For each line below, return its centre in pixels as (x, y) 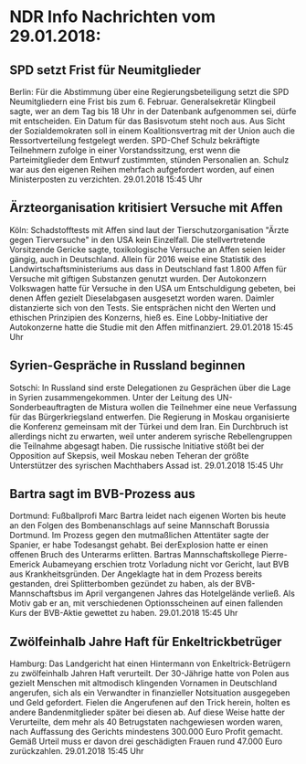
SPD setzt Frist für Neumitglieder (106, 70)
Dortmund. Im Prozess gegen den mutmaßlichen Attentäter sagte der (139, 536)
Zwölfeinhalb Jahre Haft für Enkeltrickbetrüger (146, 642)
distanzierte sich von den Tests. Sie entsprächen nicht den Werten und (143, 307)
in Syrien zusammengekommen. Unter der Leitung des (112, 397)
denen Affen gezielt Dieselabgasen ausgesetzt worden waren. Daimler (142, 298)
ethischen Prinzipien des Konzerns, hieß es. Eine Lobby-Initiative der (139, 317)
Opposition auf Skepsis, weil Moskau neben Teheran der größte (129, 455)
